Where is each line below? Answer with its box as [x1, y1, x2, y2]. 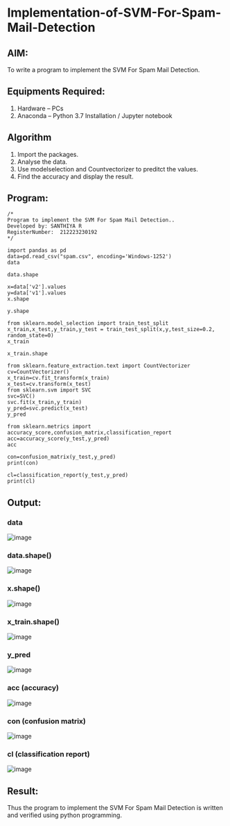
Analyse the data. [17, 158, 68, 166]
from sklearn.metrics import [7, 423, 91, 430]
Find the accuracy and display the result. [17, 172, 134, 180]
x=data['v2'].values [7, 283, 67, 291]
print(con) [7, 460, 39, 466]
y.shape [7, 307, 30, 315]
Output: [7, 496, 42, 508]
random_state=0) [7, 332, 54, 339]
